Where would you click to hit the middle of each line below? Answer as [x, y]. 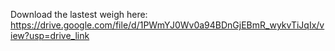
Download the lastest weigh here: [79, 14]
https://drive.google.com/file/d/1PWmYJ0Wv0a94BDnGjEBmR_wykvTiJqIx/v [167, 25]
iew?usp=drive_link [50, 35]
